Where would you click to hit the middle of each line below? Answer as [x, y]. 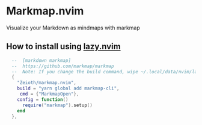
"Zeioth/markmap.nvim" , [47, 83]
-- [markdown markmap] [41, 60]
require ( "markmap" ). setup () [57, 105]
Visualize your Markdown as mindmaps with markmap [73, 28]
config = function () [43, 99]
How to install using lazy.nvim [64, 47]
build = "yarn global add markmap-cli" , [68, 88]
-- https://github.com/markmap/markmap [63, 66]
